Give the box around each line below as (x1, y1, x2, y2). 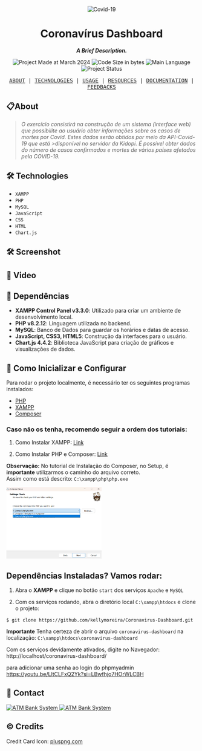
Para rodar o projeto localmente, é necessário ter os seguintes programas (6, 379, 191, 386)
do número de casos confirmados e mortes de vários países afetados (21, 146, 196, 154)
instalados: (6, 385, 34, 392)
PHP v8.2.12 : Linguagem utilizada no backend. (15, 320, 132, 327)
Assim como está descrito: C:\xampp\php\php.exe (6, 475, 128, 483)
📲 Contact (6, 688, 45, 698)
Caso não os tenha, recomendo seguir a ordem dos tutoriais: (6, 425, 187, 434)
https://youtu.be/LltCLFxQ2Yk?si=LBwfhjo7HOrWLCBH (6, 671, 144, 677)
